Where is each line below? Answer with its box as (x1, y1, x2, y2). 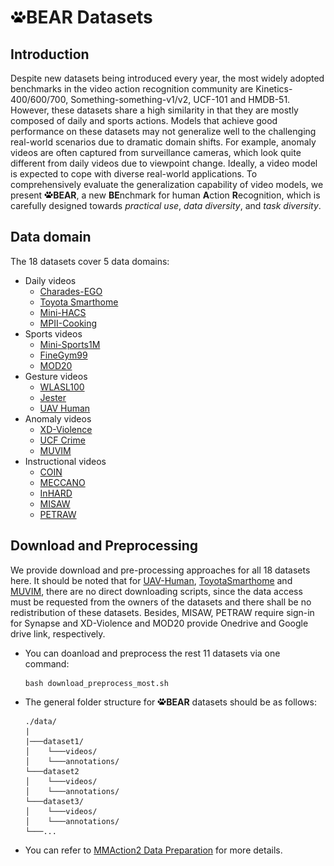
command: (24, 657, 70, 670)
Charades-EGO (39, 285, 103, 297)
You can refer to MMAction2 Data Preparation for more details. (24, 844, 283, 856)
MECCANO (39, 476, 86, 488)
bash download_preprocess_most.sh (24, 678, 169, 688)
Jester (39, 391, 67, 403)
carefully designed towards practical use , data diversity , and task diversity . (10, 200, 322, 211)
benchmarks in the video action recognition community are (10, 83, 254, 95)
